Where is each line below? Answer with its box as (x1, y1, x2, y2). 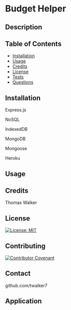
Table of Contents (5, 39, 62, 48)
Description (5, 23, 42, 31)
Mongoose (5, 145, 27, 152)
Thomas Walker (5, 200, 37, 206)
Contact (5, 269, 31, 278)
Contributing (5, 242, 46, 250)
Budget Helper (5, 3, 66, 14)
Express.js (5, 107, 26, 113)
